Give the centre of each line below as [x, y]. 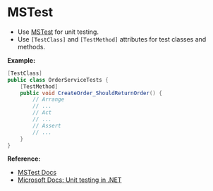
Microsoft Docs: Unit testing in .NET [69, 180]
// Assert [47, 125]
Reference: [24, 159]
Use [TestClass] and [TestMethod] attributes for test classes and [112, 39]
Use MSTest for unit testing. [58, 32]
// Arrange [49, 99]
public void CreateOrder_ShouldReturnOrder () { [91, 93]
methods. [31, 47]
